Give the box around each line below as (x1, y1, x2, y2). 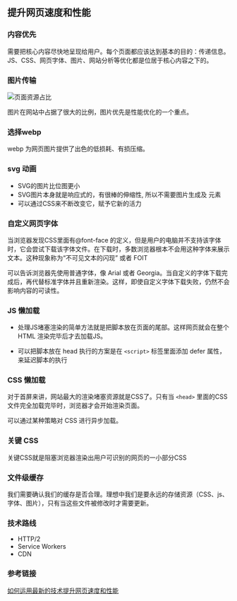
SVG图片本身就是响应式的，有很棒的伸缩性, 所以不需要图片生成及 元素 (17, 190, 221, 199)
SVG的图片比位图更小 (17, 181, 80, 189)
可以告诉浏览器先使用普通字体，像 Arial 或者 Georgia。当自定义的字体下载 (7, 268, 222, 277)
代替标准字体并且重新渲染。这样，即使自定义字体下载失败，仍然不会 (31, 277, 230, 286)
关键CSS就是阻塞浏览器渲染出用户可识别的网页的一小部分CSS (7, 453, 187, 462)
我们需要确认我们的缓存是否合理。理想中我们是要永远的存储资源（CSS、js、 (7, 490, 229, 498)
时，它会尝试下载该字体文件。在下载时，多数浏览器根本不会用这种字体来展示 (7, 245, 230, 253)
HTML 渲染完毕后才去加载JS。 (17, 332, 107, 341)
